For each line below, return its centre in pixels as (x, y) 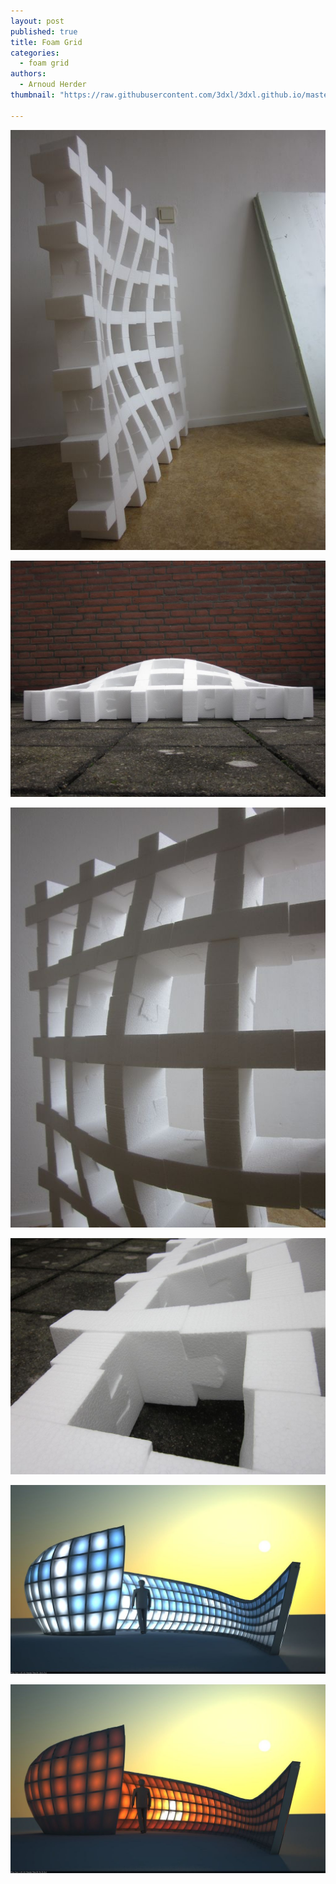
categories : (35, 53)
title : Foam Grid (46, 42)
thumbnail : (33, 95)
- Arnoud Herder (53, 85)
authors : (28, 74)
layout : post (37, 21)
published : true (44, 31)
